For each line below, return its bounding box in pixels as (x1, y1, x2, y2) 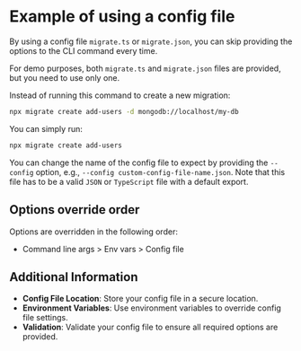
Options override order (9, 202, 140, 217)
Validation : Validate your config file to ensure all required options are (22, 321, 279, 333)
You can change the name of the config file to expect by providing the (9, 157, 269, 168)
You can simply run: (9, 123, 83, 134)
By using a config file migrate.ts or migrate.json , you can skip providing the (9, 36, 293, 47)
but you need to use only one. (9, 72, 120, 83)
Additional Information (9, 269, 138, 285)
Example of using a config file (9, 6, 235, 27)
